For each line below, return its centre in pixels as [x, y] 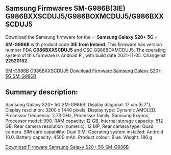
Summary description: [42, 92]
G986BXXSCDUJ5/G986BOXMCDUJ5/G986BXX [85, 17]
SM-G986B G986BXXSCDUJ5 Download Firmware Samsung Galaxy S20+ [83, 71]
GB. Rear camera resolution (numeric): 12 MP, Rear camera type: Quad [79, 126]
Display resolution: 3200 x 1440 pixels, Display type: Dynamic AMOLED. [81, 110]
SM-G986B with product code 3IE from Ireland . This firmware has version [84, 44]
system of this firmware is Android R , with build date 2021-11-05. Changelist [86, 55]
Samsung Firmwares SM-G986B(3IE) [66, 8]
